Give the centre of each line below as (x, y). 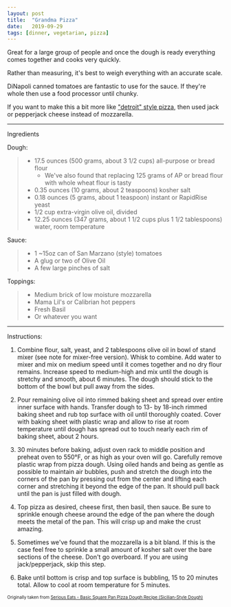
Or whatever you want (66, 317)
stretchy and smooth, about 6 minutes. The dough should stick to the (115, 379)
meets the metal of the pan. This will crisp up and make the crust (109, 522)
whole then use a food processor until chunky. (73, 94)
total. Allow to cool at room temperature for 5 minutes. (93, 585)
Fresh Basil (50, 309)
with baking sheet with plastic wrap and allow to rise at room (103, 422)
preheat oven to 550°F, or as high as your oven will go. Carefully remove (120, 457)
